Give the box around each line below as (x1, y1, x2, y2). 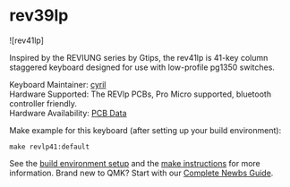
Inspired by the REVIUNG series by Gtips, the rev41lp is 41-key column (9, 52, 269, 63)
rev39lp (9, 5, 69, 26)
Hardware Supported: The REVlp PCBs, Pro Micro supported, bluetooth (9, 89, 271, 99)
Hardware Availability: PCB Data (9, 107, 127, 118)
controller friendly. (9, 98, 78, 108)
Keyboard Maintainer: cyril (9, 79, 107, 89)
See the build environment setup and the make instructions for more (9, 157, 261, 168)
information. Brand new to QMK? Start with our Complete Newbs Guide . (9, 167, 274, 178)
